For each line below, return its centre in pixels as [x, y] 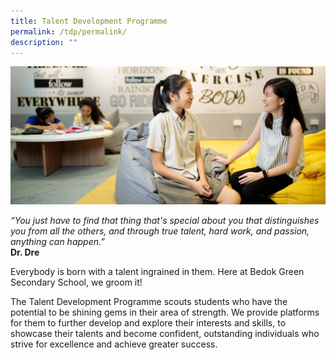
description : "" [44, 42]
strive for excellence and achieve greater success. [114, 344]
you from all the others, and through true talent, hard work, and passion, [160, 231]
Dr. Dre [25, 252]
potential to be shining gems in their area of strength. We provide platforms [165, 312]
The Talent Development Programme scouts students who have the [149, 302]
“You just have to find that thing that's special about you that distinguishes [165, 221]
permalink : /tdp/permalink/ [69, 31]
